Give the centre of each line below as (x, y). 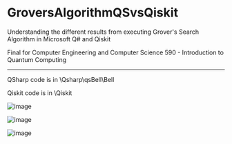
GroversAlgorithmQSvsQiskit (93, 13)
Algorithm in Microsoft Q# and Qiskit (59, 39)
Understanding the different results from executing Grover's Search (103, 32)
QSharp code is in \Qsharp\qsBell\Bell (61, 79)
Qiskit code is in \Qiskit (40, 93)
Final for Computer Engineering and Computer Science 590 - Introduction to (116, 52)
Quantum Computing (37, 59)
